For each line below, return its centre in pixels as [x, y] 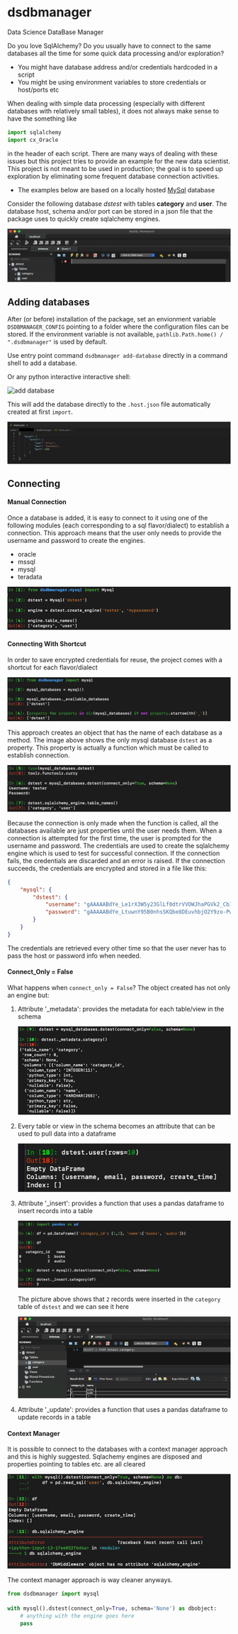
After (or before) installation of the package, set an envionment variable [112, 319]
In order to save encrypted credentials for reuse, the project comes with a [115, 659]
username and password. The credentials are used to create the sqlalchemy [118, 845]
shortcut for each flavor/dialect [52, 667]
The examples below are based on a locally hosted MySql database [116, 190]
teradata [30, 576]
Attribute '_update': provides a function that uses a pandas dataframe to [123, 1410]
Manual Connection [37, 502]
